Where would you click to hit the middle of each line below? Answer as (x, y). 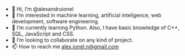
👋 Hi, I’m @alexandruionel (43, 9)
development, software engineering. (55, 21)
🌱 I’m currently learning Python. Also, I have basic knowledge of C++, (95, 27)
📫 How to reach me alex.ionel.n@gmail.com (65, 46)
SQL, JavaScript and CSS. (43, 34)
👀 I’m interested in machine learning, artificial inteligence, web (87, 15)
